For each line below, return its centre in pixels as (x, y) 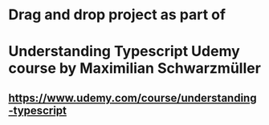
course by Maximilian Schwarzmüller (134, 69)
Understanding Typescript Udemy (124, 52)
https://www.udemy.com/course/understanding (132, 98)
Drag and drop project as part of (117, 15)
